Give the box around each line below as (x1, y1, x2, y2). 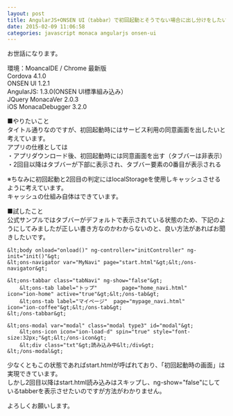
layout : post (7, 10, 45, 17)
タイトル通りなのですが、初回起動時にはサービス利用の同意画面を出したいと (7, 125, 226, 134)
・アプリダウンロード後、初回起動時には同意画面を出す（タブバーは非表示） (7, 152, 226, 160)
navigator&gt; (7, 265, 49, 272)
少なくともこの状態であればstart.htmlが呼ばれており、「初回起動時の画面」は (7, 361, 225, 370)
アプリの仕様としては (7, 143, 68, 151)
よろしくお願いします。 (7, 401, 74, 410)
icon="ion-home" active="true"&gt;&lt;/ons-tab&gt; (7, 291, 159, 298)
